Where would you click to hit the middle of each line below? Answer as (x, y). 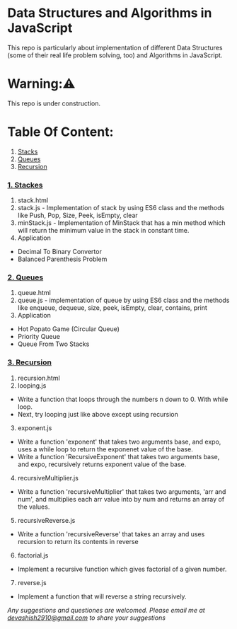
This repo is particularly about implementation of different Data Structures (115, 47)
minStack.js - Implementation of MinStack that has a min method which (121, 223)
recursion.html (39, 378)
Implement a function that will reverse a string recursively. (102, 596)
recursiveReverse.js (46, 520)
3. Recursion (29, 362)
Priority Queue (39, 337)
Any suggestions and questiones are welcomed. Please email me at (106, 610)
